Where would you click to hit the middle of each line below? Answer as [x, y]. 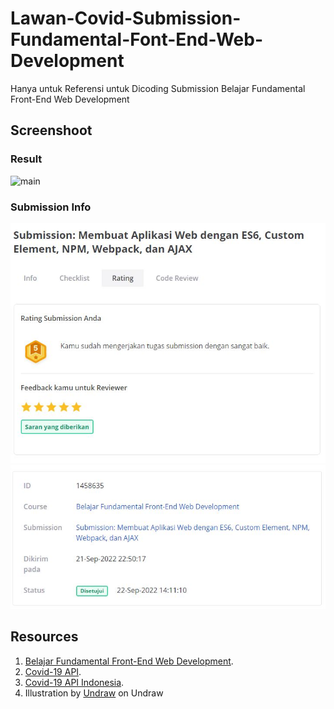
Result [26, 159]
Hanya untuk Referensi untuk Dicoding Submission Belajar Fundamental [158, 88]
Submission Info [51, 207]
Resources [44, 637]
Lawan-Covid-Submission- [126, 18]
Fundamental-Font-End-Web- [136, 39]
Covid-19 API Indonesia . [74, 682]
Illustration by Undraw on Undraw [94, 693]
